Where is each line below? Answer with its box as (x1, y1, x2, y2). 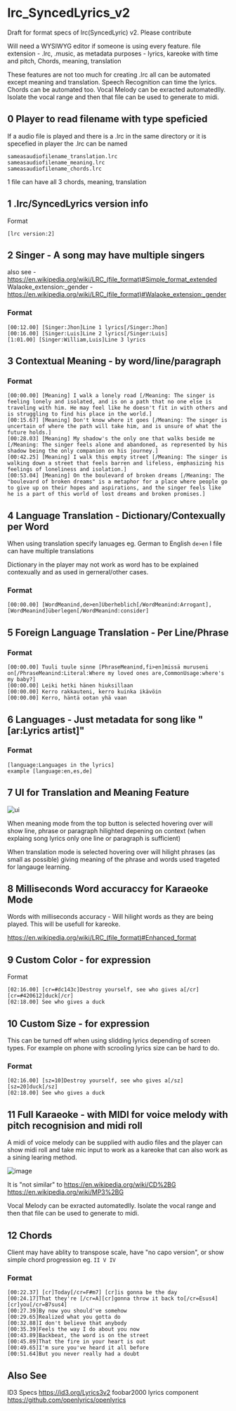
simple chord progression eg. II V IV (7, 1256, 116, 1264)
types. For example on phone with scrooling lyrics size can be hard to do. (7, 1044, 220, 1052)
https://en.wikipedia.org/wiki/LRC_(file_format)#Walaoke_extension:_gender (7, 290, 227, 299)
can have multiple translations (7, 547, 94, 555)
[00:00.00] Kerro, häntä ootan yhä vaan (7, 695, 128, 702)
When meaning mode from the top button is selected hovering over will (7, 819, 213, 827)
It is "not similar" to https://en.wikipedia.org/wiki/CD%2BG (7, 1180, 176, 1189)
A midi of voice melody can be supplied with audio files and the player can (7, 1138, 223, 1147)
